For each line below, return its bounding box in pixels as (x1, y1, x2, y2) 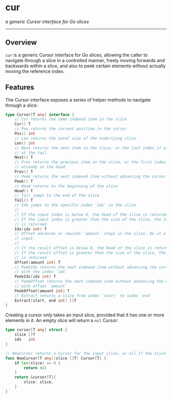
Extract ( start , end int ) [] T (14, 298, 77, 303)
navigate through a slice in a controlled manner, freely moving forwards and (5, 57, 165, 63)
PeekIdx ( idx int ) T (14, 274, 56, 280)
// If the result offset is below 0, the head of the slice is (14, 246, 153, 251)
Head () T (14, 188, 33, 193)
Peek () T (14, 178, 33, 184)
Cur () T (14, 122, 31, 127)
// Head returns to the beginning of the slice (14, 184, 118, 189)
